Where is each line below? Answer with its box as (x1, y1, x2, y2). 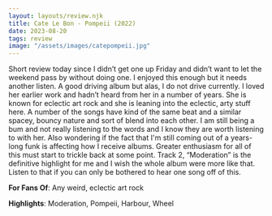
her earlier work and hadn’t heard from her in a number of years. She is (8, 90, 247, 100)
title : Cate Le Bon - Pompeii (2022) (8, 19, 136, 28)
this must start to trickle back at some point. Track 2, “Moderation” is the (8, 150, 252, 160)
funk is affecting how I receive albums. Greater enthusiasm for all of (24, 142, 252, 151)
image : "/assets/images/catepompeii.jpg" (8, 42, 151, 50)
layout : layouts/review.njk (8, 11, 104, 20)
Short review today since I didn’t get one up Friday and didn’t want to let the (8, 64, 262, 74)
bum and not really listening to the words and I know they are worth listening (8, 125, 264, 134)
